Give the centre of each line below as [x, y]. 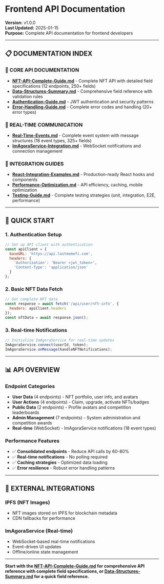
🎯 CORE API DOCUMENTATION [42, 70]
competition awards [32, 423]
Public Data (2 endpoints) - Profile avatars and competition [72, 407]
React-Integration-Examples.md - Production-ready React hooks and [83, 175]
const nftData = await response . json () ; [47, 317]
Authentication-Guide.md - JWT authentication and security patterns [83, 102]
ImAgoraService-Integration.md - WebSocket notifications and [76, 146]
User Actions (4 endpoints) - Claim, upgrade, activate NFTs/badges [81, 402]
